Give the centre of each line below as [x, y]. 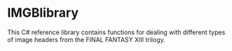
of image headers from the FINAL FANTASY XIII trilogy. [87, 39]
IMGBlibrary [43, 13]
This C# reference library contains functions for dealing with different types [116, 32]
